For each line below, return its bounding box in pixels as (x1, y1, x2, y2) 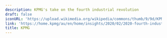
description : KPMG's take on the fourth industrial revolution (5, 7, 139, 12)
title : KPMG (5, 26, 30, 31)
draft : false (5, 12, 32, 17)
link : (5, 21, 16, 26)
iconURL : (5, 16, 23, 21)
